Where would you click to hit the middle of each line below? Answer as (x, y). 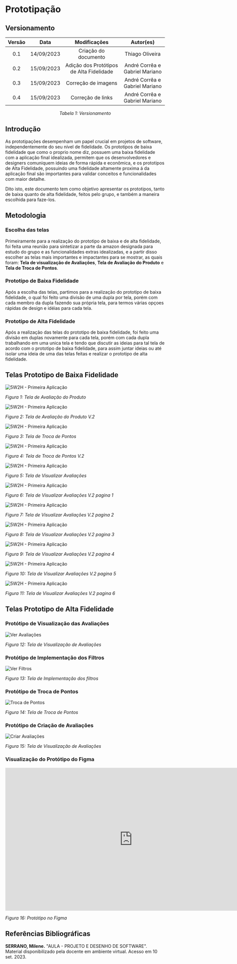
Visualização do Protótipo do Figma (50, 759)
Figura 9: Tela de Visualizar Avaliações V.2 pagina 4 (60, 554)
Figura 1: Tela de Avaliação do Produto (46, 397)
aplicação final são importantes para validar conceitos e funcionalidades (81, 174)
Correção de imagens (91, 83)
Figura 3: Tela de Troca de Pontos (41, 436)
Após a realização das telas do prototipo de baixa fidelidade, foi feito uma (82, 332)
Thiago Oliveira (143, 54)
